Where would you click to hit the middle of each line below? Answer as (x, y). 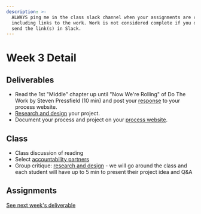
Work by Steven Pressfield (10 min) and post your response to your (98, 101)
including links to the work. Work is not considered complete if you (101, 23)
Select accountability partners (52, 160)
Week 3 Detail (41, 58)
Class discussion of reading (49, 153)
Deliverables (30, 80)
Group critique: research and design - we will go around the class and (101, 166)
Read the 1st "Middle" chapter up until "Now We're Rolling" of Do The (100, 94)
